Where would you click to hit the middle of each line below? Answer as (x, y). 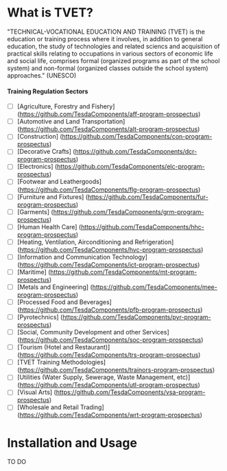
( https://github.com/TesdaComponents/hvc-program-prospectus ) (110, 249)
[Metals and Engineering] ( (55, 287)
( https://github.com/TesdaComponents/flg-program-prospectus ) (109, 189)
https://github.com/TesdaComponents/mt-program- (124, 272)
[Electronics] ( (37, 167)
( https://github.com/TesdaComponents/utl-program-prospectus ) (108, 385)
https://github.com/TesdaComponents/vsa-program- (131, 392)
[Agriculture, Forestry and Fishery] (66, 106)
